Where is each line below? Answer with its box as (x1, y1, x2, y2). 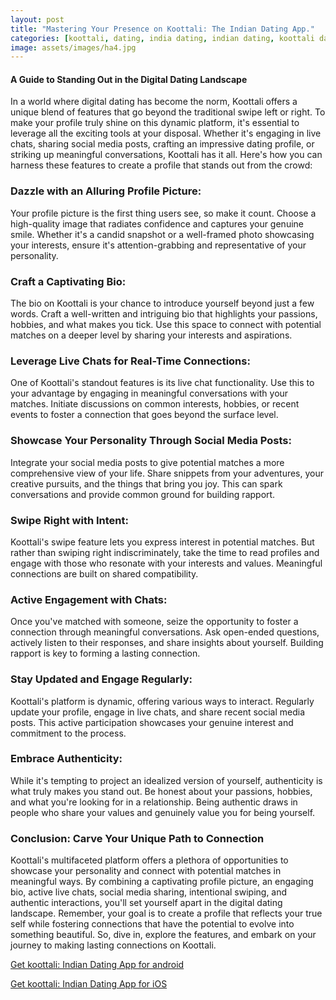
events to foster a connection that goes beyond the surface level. (10, 409, 279, 421)
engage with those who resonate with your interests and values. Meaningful (10, 557, 323, 569)
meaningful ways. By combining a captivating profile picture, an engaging (10, 876, 314, 888)
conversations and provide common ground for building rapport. (10, 488, 276, 500)
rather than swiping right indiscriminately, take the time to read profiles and (10, 546, 320, 558)
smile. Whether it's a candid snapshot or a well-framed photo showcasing (10, 228, 315, 240)
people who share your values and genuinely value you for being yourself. (10, 806, 316, 818)
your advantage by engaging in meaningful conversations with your (10, 387, 289, 400)
